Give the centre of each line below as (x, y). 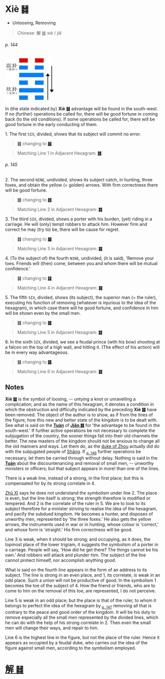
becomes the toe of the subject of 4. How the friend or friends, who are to (80, 585)
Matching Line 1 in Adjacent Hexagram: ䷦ (59, 153)
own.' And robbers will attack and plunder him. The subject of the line (76, 555)
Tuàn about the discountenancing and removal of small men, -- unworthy (80, 463)
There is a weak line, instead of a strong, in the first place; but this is (74, 478)
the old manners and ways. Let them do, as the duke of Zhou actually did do (82, 446)
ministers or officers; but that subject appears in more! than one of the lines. (82, 468)
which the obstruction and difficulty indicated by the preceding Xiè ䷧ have (81, 409)
